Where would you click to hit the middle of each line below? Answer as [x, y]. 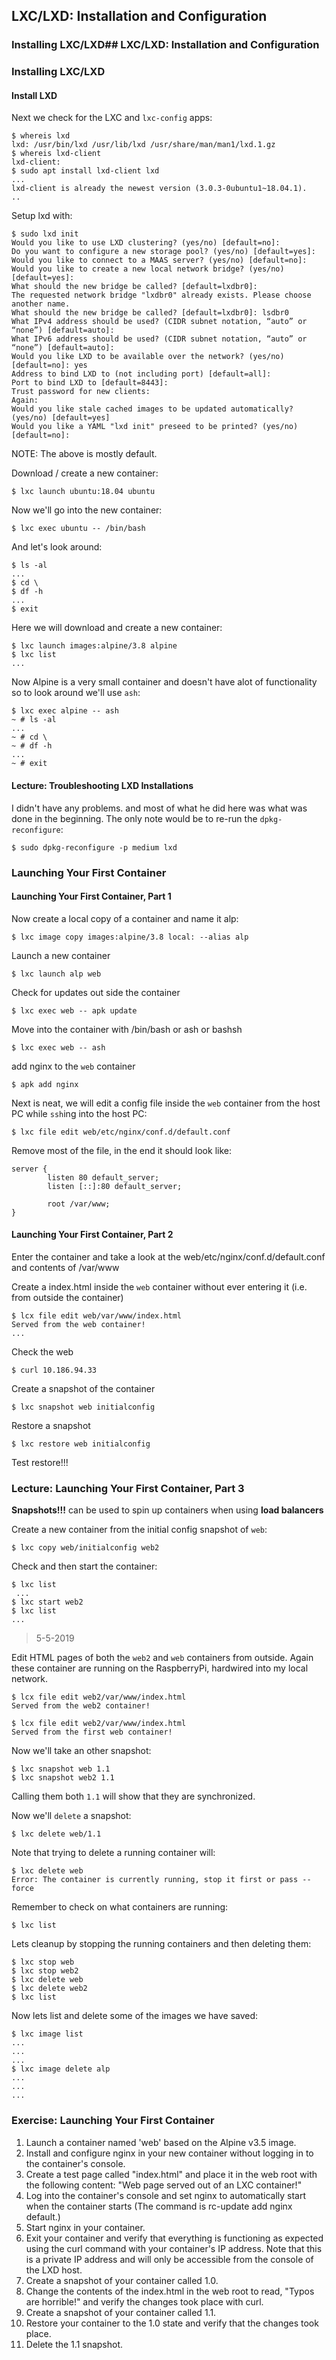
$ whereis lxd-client [56, 154]
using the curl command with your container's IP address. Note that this [174, 2248]
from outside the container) [67, 1297]
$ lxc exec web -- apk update [74, 1010]
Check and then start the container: [84, 1566]
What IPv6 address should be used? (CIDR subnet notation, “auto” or [159, 339]
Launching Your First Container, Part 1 [91, 896]
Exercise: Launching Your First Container [113, 2121]
